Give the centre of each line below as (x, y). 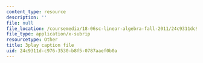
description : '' (27, 17)
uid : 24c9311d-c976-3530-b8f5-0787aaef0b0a (62, 51)
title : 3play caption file (40, 46)
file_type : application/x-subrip (48, 34)
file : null (20, 23)
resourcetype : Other (32, 40)
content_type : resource (36, 12)
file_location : (25, 28)
